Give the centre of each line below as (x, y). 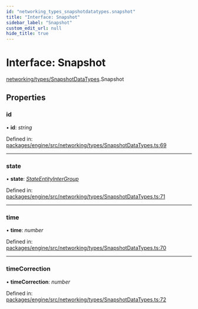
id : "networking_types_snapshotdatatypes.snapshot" (71, 12)
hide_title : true (27, 34)
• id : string (19, 127)
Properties (26, 98)
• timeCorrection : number (38, 282)
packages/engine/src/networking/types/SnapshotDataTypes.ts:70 (86, 248)
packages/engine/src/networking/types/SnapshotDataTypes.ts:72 (86, 300)
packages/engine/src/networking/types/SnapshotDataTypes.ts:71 (86, 197)
